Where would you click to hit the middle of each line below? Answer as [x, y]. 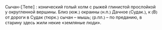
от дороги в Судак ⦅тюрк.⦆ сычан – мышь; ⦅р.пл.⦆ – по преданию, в [73, 17]
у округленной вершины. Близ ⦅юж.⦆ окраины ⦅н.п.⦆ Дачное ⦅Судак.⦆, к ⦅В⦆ [81, 12]
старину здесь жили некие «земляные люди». [53, 23]
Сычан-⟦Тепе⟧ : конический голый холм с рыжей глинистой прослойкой [81, 7]
